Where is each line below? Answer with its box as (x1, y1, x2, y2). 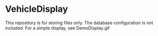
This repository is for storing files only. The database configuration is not (5, 20, 154, 26)
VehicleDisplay (5, 3, 68, 15)
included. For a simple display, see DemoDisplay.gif (5, 25, 110, 31)
